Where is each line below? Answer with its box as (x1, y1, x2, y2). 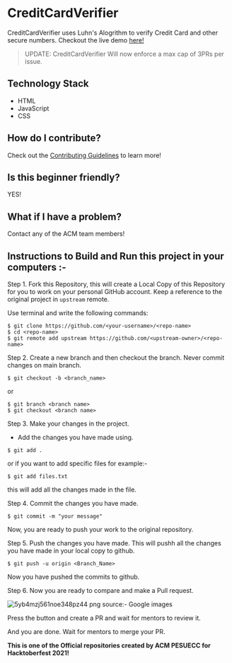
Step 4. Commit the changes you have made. (7, 499, 139, 507)
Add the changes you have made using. (17, 433, 134, 441)
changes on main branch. (7, 361, 82, 369)
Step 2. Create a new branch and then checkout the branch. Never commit (7, 353, 225, 362)
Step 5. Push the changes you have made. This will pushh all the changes (7, 539, 221, 547)
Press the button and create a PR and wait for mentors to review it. (7, 614, 202, 622)
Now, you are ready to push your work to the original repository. (7, 526, 194, 533)
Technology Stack (7, 78, 89, 90)
